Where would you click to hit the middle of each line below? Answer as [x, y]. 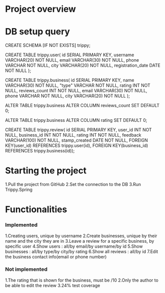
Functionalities [36, 209]
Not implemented [26, 269]
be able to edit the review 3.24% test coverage [53, 285]
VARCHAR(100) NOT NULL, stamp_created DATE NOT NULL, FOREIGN [77, 140]
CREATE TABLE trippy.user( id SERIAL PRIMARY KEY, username [70, 55]
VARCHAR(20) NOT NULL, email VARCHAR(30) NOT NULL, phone [72, 60]
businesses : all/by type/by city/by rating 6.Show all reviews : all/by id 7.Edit [82, 251]
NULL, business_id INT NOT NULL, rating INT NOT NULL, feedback [73, 135]
